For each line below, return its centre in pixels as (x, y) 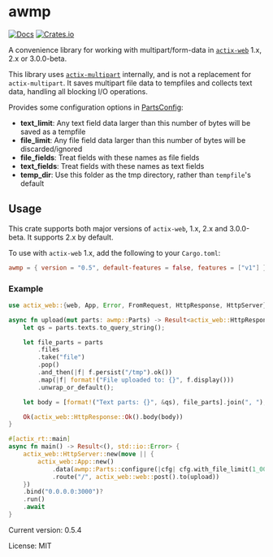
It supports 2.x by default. (70, 237)
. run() (34, 499)
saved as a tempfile (53, 132)
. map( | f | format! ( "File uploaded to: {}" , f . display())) (136, 380)
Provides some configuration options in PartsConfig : (96, 107)
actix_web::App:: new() (76, 461)
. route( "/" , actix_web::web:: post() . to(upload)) (136, 477)
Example (26, 288)
